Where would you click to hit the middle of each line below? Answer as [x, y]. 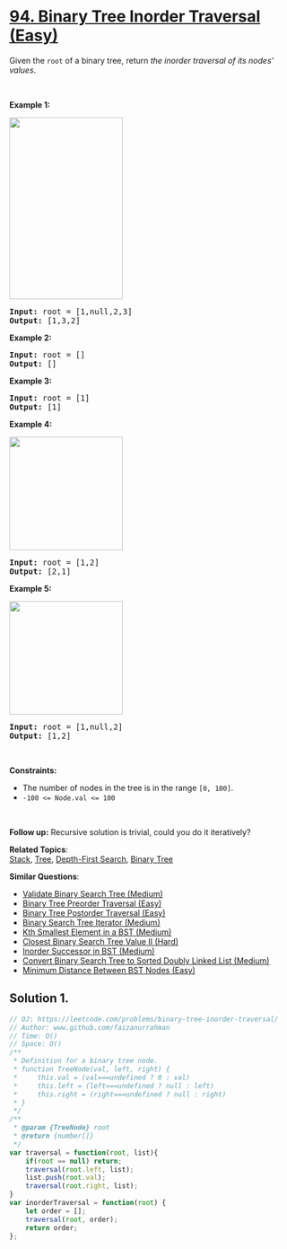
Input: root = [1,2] [55, 562]
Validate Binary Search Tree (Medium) [92, 893]
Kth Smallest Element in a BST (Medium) [97, 932]
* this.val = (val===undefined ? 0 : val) [102, 1077]
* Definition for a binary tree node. [86, 1061]
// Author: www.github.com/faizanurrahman [90, 1027]
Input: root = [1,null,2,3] [71, 311]
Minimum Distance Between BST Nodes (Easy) [109, 970]
